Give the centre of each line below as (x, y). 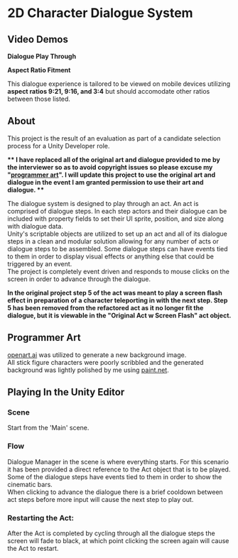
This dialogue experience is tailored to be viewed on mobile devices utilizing (119, 84)
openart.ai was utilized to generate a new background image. (97, 355)
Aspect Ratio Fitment (39, 70)
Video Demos (38, 39)
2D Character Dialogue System (100, 13)
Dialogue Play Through (42, 56)
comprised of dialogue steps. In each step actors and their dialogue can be (117, 211)
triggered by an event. (40, 263)
